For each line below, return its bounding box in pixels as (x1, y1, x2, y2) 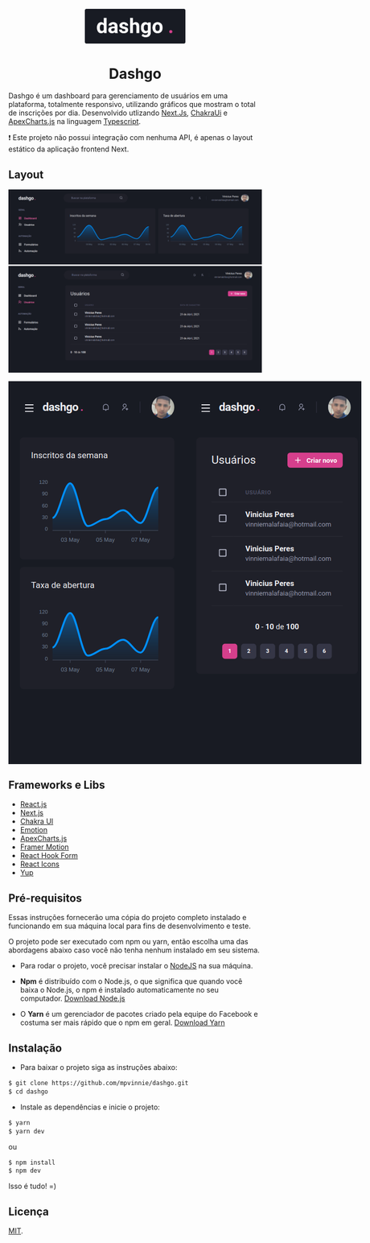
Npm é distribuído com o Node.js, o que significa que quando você (19, 977, 243, 986)
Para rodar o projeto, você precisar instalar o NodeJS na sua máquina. (19, 961, 253, 971)
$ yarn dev (8, 1127, 45, 1135)
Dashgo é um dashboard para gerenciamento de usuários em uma (8, 91, 228, 101)
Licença (8, 1204, 50, 1218)
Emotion (19, 825, 48, 835)
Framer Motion (19, 842, 70, 852)
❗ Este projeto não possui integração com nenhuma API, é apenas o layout (8, 133, 253, 142)
